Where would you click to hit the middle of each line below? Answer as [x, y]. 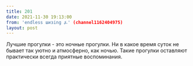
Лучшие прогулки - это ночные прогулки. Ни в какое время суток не [93, 44]
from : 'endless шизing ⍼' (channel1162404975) [65, 22]
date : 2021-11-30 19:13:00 [39, 17]
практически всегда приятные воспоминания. [64, 57]
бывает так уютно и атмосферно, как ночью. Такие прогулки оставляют [97, 51]
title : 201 [19, 11]
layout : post [22, 28]
